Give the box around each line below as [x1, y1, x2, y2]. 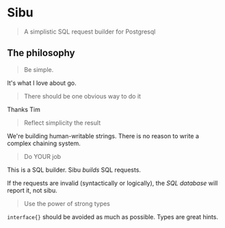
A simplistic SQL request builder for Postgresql [23, 27, 156, 36]
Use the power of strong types [23, 199, 111, 207]
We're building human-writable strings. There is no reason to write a [7, 131, 200, 140]
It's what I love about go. [7, 79, 77, 87]
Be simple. [23, 65, 54, 73]
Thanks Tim [7, 105, 41, 114]
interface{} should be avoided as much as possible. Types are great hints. [7, 212, 219, 220]
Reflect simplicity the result [23, 118, 101, 127]
